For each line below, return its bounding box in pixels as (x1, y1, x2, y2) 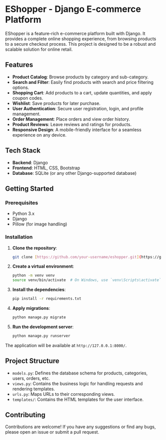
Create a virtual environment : (12, 263, 74, 269)
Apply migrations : (12, 305, 51, 311)
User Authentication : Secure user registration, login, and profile (12, 105, 144, 111)
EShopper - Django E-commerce (5, 3, 141, 15)
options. (12, 84, 29, 90)
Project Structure (5, 357, 59, 366)
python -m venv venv (12, 273, 55, 278)
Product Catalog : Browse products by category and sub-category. (12, 73, 149, 80)
